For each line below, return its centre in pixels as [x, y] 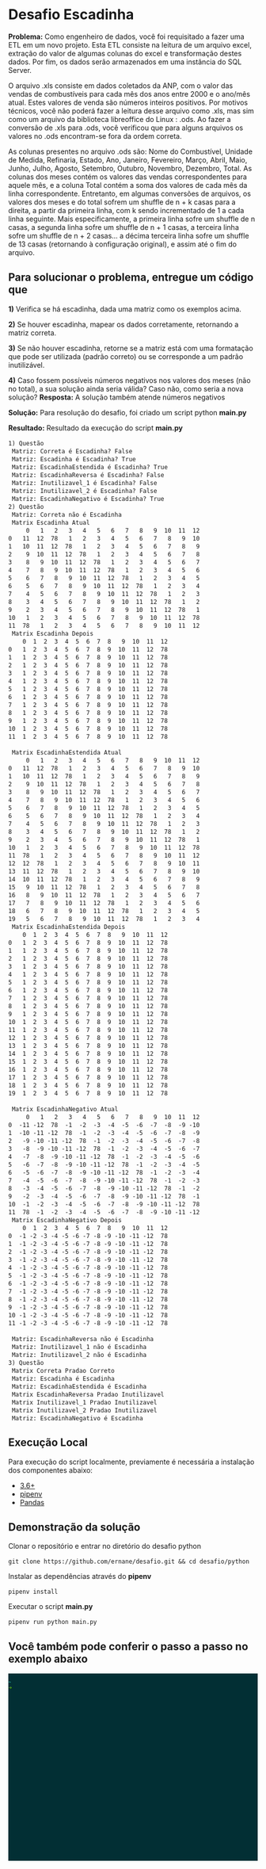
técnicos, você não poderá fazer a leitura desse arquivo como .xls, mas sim [131, 111]
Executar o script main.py [51, 1607]
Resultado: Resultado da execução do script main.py [96, 428]
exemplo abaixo [48, 1659]
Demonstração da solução [74, 1527]
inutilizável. [27, 365]
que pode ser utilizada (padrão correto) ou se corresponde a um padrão [126, 356]
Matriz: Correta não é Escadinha [67, 514]
